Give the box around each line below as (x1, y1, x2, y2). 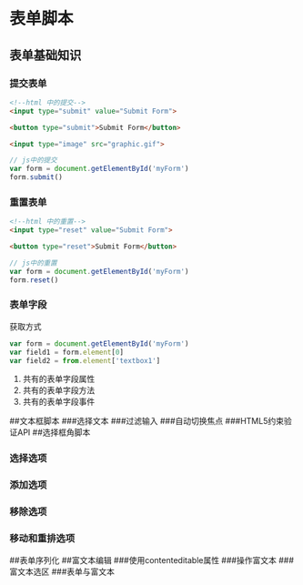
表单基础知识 (9, 47, 82, 63)
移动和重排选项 (9, 532, 76, 545)
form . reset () (9, 275, 59, 285)
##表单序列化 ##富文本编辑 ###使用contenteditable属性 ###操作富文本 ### (9, 554, 294, 565)
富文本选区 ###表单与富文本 (9, 566, 116, 577)
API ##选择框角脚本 (16, 427, 91, 438)
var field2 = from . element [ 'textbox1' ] (9, 356, 161, 365)
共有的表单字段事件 (22, 397, 96, 408)
